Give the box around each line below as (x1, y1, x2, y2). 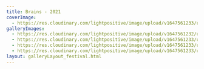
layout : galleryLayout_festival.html (6, 53, 102, 59)
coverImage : (6, 14, 36, 20)
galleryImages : (6, 25, 45, 32)
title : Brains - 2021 (6, 8, 61, 15)
